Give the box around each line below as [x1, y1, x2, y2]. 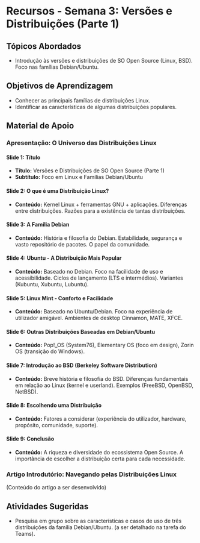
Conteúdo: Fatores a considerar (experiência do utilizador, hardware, [14, 415, 187, 422]
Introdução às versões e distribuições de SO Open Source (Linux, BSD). [14, 57, 193, 64]
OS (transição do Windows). [14, 348, 85, 355]
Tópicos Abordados [6, 41, 82, 51]
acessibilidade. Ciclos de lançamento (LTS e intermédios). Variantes [14, 274, 183, 281]
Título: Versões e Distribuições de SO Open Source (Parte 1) [14, 167, 165, 174]
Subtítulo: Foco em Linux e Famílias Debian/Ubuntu [14, 174, 143, 181]
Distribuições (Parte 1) [6, 17, 120, 31]
